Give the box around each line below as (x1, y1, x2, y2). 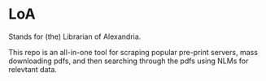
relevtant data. (8, 64, 57, 74)
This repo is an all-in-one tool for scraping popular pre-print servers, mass (8, 47, 259, 57)
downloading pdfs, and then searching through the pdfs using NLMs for (8, 56, 249, 66)
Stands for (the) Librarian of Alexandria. (8, 32, 142, 41)
